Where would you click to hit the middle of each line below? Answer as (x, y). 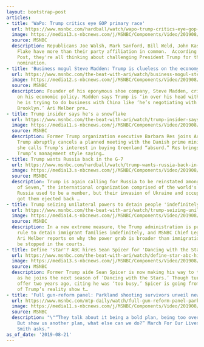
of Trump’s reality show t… (53, 289)
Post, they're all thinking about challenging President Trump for (104, 57)
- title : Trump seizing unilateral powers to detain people (84, 205)
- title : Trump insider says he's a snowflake (66, 114)
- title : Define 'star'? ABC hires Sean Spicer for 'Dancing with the (97, 250)
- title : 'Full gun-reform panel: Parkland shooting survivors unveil (97, 295)
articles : (19, 18)
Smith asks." (34, 329)
